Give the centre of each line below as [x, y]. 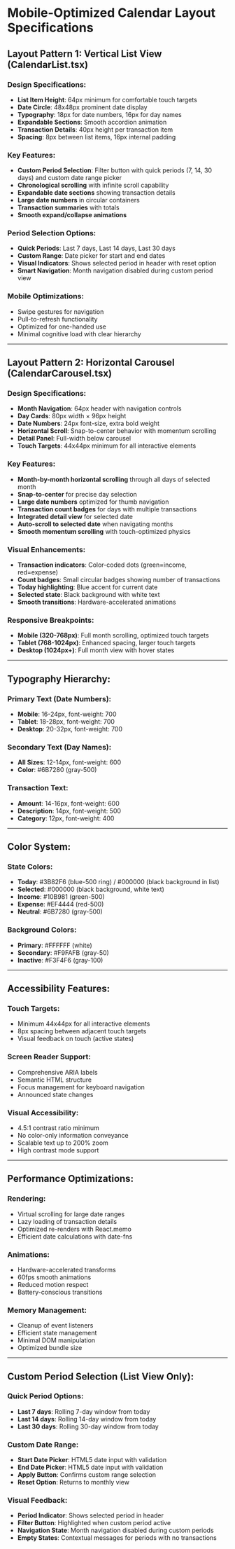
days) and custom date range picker [70, 178]
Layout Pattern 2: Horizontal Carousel [91, 363]
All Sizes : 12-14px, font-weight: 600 [69, 762]
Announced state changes [55, 1094]
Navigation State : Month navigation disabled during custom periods [116, 1530]
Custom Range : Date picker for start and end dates [91, 256]
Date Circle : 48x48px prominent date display [83, 107]
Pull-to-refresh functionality [57, 319]
